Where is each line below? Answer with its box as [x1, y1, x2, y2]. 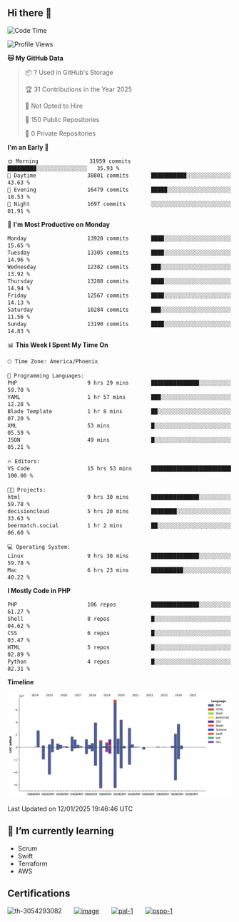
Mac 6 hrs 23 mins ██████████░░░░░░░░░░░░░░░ [7, 567, 232, 574]
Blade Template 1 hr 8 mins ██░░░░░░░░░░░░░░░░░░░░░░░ [7, 407, 232, 415]
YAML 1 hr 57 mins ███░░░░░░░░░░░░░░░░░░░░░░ [7, 393, 232, 400]
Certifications [7, 888, 71, 900]
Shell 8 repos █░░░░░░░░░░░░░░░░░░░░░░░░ [7, 615, 232, 622]
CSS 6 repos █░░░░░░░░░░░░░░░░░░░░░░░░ [7, 629, 232, 637]
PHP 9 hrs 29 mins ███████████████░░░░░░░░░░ [7, 379, 232, 386]
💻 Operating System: [7, 543, 71, 550]
